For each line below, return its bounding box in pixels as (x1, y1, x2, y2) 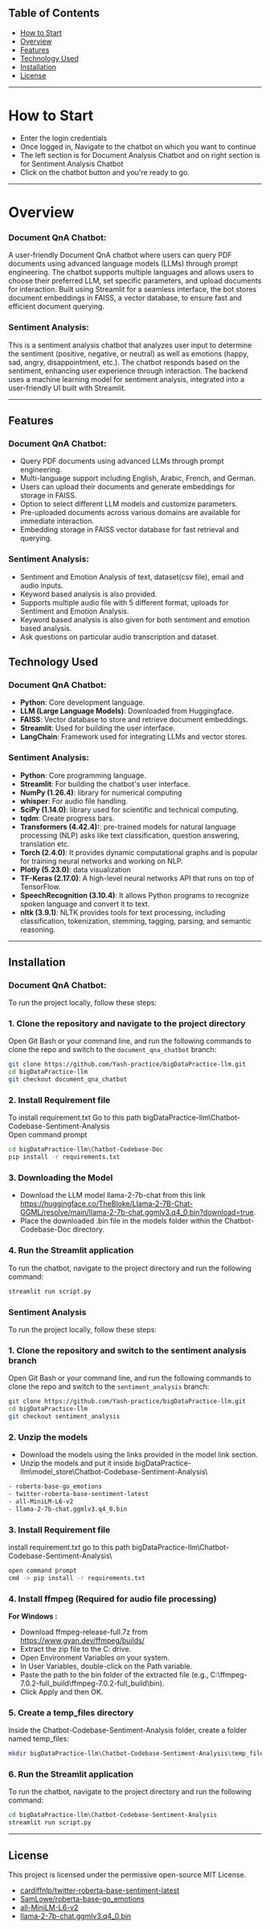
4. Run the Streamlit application (8, 1245, 134, 1256)
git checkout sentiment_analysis (8, 1412, 121, 1420)
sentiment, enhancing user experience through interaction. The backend (8, 366, 248, 376)
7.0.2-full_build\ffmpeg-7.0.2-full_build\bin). (19, 1678, 165, 1688)
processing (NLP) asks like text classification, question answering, (19, 830, 239, 840)
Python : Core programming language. (19, 770, 146, 780)
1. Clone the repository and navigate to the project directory (8, 1018, 247, 1029)
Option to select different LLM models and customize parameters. (19, 499, 238, 509)
